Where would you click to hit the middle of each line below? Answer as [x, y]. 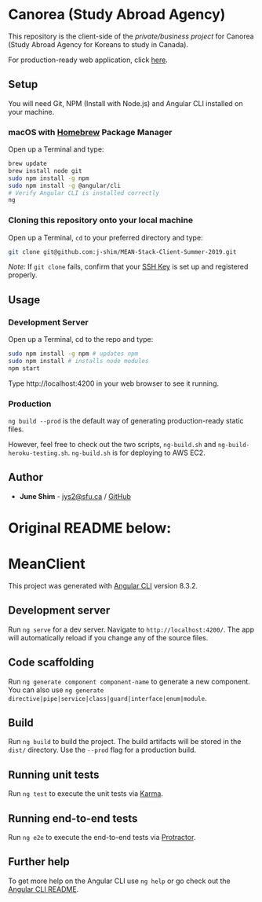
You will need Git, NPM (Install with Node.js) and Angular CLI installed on [126, 103]
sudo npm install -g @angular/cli [65, 185]
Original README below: [89, 528]
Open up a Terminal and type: [56, 149]
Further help [39, 862]
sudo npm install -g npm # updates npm [73, 354]
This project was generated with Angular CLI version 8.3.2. [103, 586]
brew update [27, 164]
